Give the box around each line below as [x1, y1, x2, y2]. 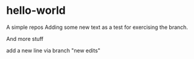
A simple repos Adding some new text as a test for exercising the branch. [6, 23, 189, 31]
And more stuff [6, 35, 44, 42]
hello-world [6, 4, 66, 17]
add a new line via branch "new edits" [6, 46, 101, 54]
